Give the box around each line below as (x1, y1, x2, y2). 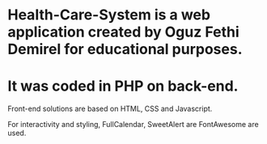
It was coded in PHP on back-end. (7, 77, 239, 95)
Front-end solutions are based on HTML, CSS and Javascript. (7, 104, 213, 114)
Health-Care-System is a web (7, 6, 211, 24)
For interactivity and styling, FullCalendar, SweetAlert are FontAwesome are (7, 120, 260, 129)
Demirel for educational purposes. (7, 40, 243, 58)
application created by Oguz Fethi (7, 23, 239, 41)
